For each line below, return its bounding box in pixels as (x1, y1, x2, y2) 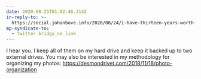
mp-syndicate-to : (6, 25, 50, 31)
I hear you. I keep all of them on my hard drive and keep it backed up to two (6, 47, 193, 54)
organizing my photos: (6, 60, 62, 67)
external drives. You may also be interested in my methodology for (6, 53, 170, 61)
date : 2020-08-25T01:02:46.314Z (6, 8, 87, 15)
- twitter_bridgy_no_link (11, 31, 77, 37)
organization (6, 66, 37, 73)
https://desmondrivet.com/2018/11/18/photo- (62, 60, 172, 67)
